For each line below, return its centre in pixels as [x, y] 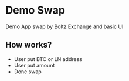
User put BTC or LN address [48, 59]
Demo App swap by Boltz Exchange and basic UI [64, 26]
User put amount [34, 65]
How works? [29, 45]
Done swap [28, 72]
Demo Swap [35, 10]
